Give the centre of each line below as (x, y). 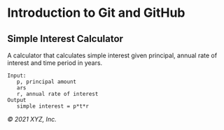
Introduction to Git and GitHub (96, 13)
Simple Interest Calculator (65, 39)
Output (17, 100)
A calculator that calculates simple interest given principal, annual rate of (112, 55)
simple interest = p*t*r (53, 106)
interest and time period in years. (55, 63)
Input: (17, 75)
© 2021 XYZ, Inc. (32, 119)
